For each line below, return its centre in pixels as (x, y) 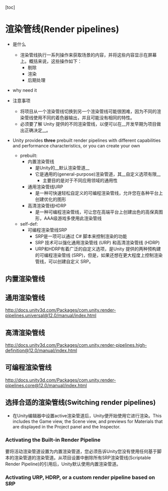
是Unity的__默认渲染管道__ (62, 168)
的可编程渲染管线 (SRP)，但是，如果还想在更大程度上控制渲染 (99, 255)
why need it (25, 90)
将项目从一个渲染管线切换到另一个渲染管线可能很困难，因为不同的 (88, 111)
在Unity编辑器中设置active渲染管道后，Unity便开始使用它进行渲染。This (87, 415)
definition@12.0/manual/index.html (41, 350)
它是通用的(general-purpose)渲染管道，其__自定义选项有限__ (98, 174)
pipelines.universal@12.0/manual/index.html (51, 315)
